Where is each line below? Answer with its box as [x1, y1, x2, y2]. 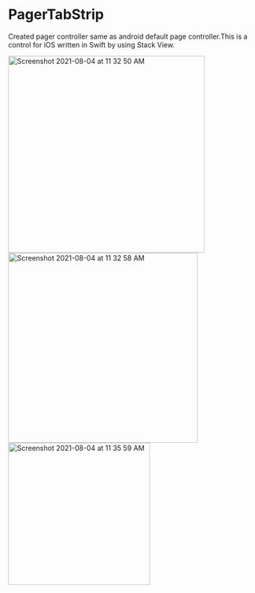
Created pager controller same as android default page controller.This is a [8, 32, 248, 41]
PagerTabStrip [8, 6, 105, 24]
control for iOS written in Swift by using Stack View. [8, 39, 176, 49]
